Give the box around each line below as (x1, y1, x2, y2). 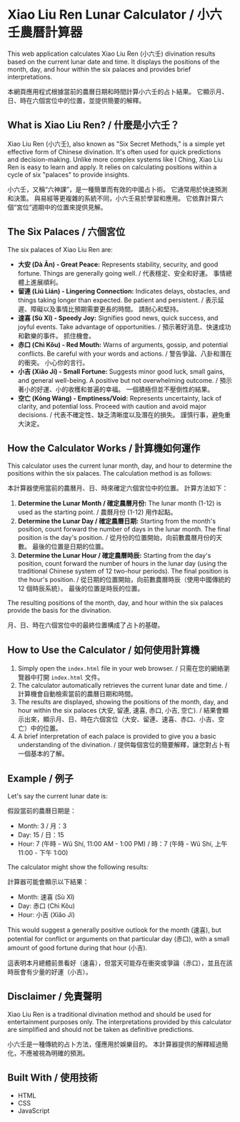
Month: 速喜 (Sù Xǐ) (17, 893, 75, 901)
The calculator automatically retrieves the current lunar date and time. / (17, 681, 228, 690)
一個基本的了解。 (17, 749, 69, 758)
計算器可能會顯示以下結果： (7, 878, 89, 886)
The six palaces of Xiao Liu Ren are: (7, 245, 113, 254)
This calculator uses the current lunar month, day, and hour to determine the (7, 461, 232, 470)
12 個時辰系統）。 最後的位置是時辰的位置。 (17, 584, 144, 593)
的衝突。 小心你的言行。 (17, 358, 89, 366)
